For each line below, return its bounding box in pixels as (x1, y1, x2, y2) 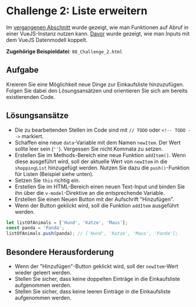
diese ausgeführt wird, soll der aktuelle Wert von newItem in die (14, 158, 168, 165)
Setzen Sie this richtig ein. (14, 177, 80, 184)
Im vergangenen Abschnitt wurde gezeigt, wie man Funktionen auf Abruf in (6, 24, 189, 31)
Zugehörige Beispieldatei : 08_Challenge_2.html (6, 47, 123, 55)
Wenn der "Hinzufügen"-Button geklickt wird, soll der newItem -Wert (14, 263, 179, 270)
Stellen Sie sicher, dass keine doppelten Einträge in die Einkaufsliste (14, 276, 180, 282)
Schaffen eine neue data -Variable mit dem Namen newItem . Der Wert (14, 139, 181, 146)
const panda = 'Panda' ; (6, 225, 65, 231)
